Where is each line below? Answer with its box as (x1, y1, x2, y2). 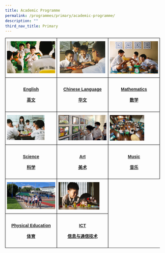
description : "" (5, 18, 38, 23)
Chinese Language (63, 87, 102, 92)
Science (23, 154, 39, 159)
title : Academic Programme (5, 8, 60, 13)
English (23, 87, 39, 92)
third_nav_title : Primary (5, 24, 58, 29)
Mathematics (121, 87, 147, 92)
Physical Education (11, 222, 51, 228)
